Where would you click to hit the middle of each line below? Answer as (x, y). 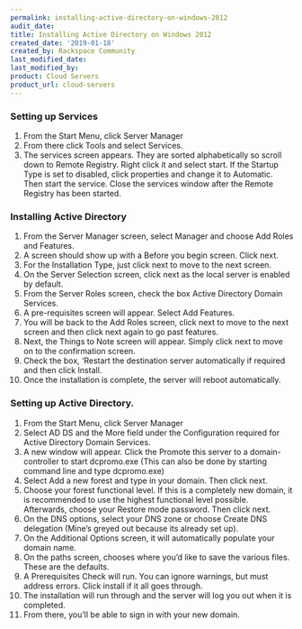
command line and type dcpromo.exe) (94, 470)
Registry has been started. (72, 193)
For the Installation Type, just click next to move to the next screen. (147, 265)
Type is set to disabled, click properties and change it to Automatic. (148, 174)
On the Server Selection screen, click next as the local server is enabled (156, 275)
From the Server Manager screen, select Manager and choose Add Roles (158, 236)
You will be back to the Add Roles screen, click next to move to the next (155, 323)
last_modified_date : (49, 59)
